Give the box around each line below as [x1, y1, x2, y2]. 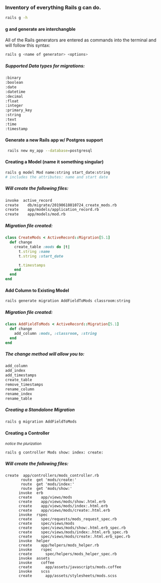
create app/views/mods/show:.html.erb [18, 499, 106, 504]
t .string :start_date [18, 254, 64, 259]
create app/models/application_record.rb [5, 207, 99, 212]
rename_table [5, 396, 32, 401]
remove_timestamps [5, 382, 43, 387]
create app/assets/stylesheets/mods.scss [18, 574, 117, 579]
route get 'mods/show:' [20, 486, 72, 491]
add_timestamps [5, 373, 37, 378]
